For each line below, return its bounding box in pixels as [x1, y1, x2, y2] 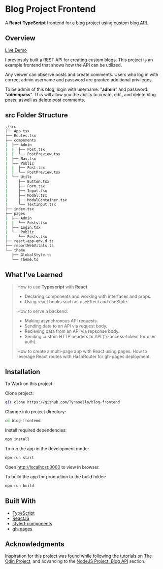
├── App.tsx [5, 129, 30, 134]
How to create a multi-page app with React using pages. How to [17, 348, 148, 354]
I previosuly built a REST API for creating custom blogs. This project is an [5, 57, 153, 63]
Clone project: [5, 391, 34, 396]
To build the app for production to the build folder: [5, 473, 107, 479]
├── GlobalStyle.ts [11, 252, 52, 257]
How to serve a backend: [17, 308, 68, 314]
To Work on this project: [5, 381, 54, 387]
